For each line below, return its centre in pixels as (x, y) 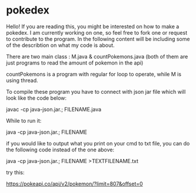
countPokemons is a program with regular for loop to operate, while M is (94, 74)
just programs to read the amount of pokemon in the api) (75, 63)
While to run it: (24, 120)
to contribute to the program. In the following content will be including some (98, 39)
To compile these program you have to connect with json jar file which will (96, 92)
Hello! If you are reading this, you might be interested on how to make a (93, 26)
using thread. (22, 80)
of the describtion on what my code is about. (60, 45)
